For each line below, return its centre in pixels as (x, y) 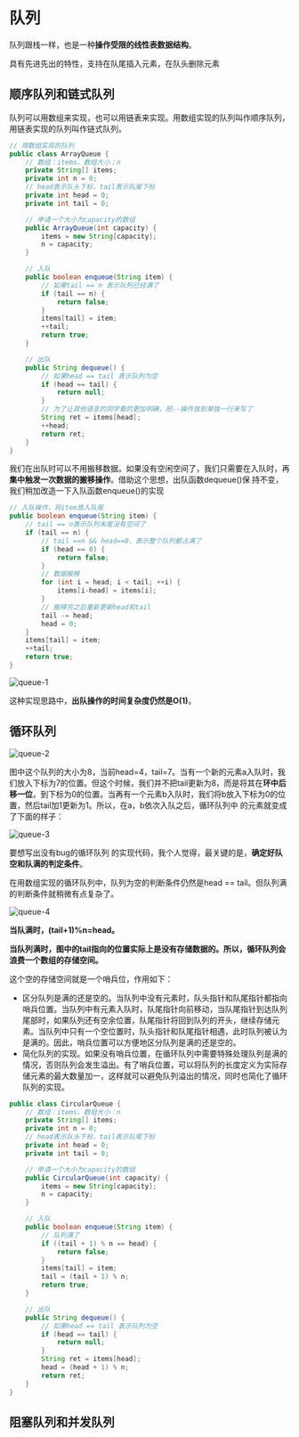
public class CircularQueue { (65, 1104)
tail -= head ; (67, 616)
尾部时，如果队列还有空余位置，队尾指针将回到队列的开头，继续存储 (147, 1020)
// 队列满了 (61, 1235)
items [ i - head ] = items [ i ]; (107, 591)
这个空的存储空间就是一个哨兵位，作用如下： (91, 979)
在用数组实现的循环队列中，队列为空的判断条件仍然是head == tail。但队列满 (148, 882)
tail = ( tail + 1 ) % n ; (85, 1277)
